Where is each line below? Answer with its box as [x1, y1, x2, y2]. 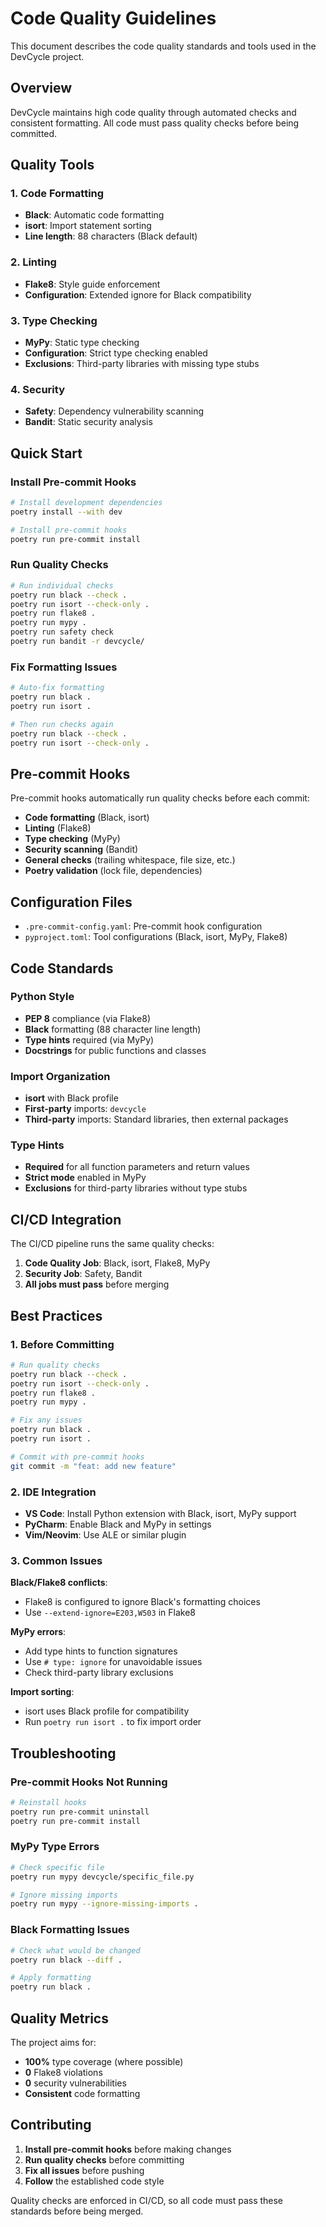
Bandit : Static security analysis [24, 416, 153, 428]
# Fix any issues [10, 1415, 83, 1426]
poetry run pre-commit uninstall [10, 1807, 150, 1817]
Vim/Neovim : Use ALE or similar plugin [24, 1528, 187, 1541]
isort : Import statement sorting [24, 220, 152, 232]
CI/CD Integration [10, 1211, 122, 1228]
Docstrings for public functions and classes [24, 1044, 207, 1056]
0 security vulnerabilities [24, 2077, 127, 2089]
